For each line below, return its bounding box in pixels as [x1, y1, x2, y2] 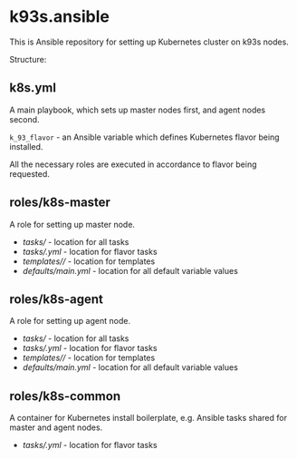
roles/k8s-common [9, 388, 120, 404]
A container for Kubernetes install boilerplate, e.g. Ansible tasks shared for [9, 413, 288, 424]
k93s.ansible [9, 6, 110, 27]
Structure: [9, 54, 47, 64]
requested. [9, 168, 50, 179]
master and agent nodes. [9, 422, 103, 433]
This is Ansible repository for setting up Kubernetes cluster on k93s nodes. [9, 36, 290, 47]
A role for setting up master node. [9, 219, 136, 229]
